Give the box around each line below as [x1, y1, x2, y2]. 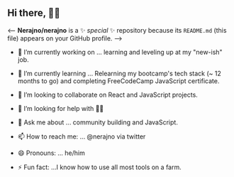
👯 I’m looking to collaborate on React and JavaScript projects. [17, 90, 199, 99]
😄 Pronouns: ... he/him [17, 149, 85, 157]
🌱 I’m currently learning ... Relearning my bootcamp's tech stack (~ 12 [17, 69, 222, 77]
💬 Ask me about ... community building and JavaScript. [17, 118, 179, 127]
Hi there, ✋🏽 [7, 7, 61, 19]
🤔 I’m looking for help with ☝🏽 [17, 104, 104, 112]
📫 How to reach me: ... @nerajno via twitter [17, 132, 146, 141]
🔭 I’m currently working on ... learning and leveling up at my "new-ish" [17, 48, 223, 56]
